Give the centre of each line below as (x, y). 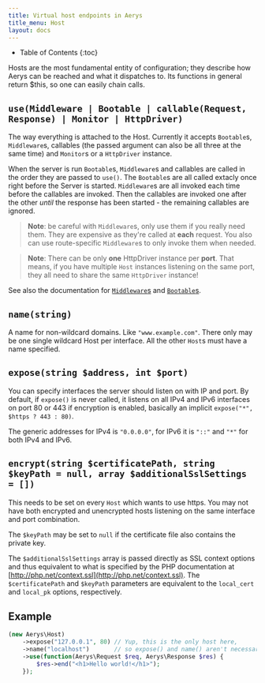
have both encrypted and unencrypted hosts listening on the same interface (132, 511)
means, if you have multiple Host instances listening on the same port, (141, 267)
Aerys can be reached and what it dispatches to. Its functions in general (125, 77)
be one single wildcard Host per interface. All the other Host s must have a (128, 341)
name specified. (34, 349)
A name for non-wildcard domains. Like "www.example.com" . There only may (131, 332)
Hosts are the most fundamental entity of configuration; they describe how (129, 68)
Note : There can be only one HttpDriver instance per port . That (131, 258)
